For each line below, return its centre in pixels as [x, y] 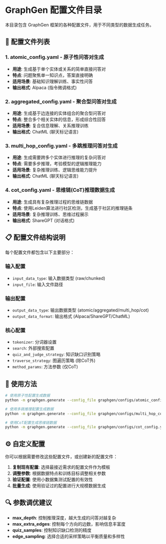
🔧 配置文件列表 [28, 42]
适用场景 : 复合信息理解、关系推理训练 [50, 125]
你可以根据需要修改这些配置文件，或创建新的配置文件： [61, 457]
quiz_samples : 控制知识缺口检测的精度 [52, 530]
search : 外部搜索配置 [33, 348]
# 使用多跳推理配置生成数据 [30, 409]
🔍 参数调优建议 [29, 503]
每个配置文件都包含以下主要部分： [40, 252]
